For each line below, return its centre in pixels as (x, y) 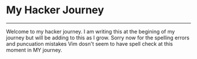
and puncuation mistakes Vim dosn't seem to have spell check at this (89, 43)
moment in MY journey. (34, 50)
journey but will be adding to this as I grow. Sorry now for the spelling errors (98, 38)
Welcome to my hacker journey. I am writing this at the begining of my (91, 31)
